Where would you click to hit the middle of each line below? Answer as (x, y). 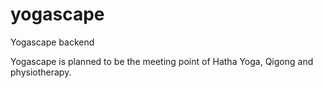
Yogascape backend (52, 42)
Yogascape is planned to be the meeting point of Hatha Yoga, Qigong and (162, 61)
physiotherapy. (41, 72)
